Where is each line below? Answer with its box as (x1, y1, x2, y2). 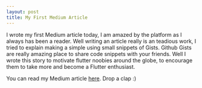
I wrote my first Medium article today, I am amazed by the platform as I (6, 31, 182, 38)
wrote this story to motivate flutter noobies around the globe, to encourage (6, 57, 193, 64)
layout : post (6, 8, 39, 15)
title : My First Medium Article (6, 14, 88, 20)
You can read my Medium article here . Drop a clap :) (6, 75, 137, 82)
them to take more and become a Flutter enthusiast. (6, 63, 135, 70)
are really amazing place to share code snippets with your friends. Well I (6, 50, 186, 57)
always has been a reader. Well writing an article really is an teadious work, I (6, 37, 197, 45)
